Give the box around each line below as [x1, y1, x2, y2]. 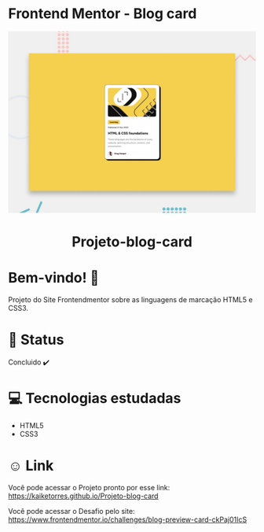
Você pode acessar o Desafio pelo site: [8, 507, 135, 516]
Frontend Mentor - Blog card [8, 5, 197, 23]
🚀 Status [8, 331, 64, 349]
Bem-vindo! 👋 [8, 269, 100, 287]
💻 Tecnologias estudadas [8, 390, 181, 408]
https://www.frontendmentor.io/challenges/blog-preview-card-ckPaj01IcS [8, 515, 247, 524]
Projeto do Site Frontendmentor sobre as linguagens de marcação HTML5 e [8, 295, 253, 305]
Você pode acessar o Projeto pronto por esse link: [8, 483, 170, 493]
